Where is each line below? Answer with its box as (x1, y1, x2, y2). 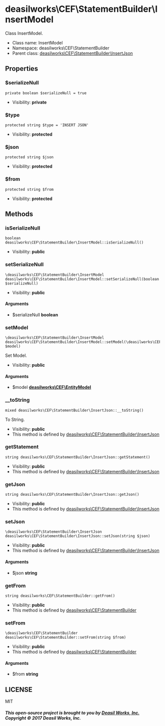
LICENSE (5, 685, 33, 693)
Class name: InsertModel (12, 39, 63, 45)
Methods (5, 209, 33, 218)
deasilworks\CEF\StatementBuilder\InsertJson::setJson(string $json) (5, 534, 151, 539)
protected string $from (5, 187, 54, 192)
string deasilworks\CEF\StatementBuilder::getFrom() (5, 593, 115, 598)
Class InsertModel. (5, 30, 43, 36)
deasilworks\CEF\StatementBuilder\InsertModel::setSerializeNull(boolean (5, 277, 160, 281)
